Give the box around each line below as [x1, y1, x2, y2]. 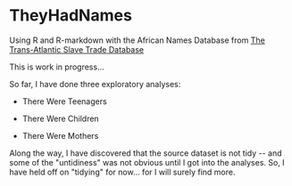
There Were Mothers [21, 130, 99, 141]
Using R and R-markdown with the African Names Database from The [9, 35, 265, 45]
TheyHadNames [9, 5, 132, 26]
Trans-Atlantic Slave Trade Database [9, 44, 145, 54]
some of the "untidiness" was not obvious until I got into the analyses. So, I [9, 157, 285, 167]
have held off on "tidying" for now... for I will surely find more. [9, 166, 236, 177]
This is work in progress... [9, 61, 104, 72]
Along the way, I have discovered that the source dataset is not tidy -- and [9, 148, 283, 158]
